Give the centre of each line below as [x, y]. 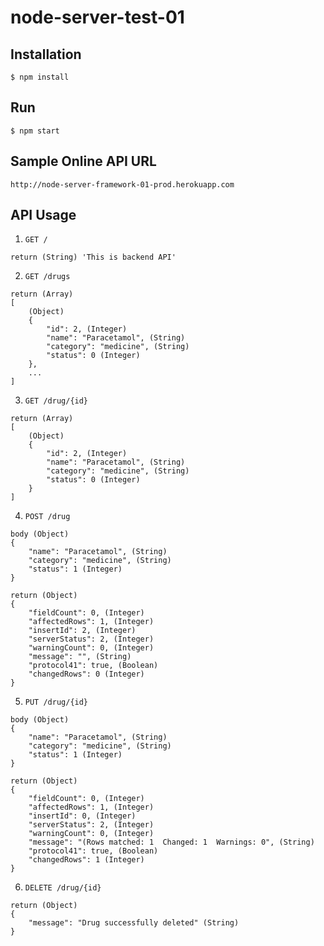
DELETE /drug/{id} [63, 888]
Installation [46, 54]
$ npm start [35, 131]
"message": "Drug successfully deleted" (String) [134, 923]
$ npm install [40, 77]
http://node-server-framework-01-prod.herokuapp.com [122, 184]
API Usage [43, 215]
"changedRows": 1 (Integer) [86, 860]
